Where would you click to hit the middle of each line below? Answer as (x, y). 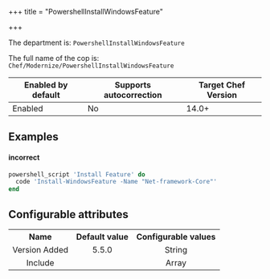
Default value (102, 237)
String (176, 250)
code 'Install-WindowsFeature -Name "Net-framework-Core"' (117, 182)
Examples (33, 137)
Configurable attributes (68, 214)
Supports (133, 85)
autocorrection (133, 95)
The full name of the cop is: (54, 58)
